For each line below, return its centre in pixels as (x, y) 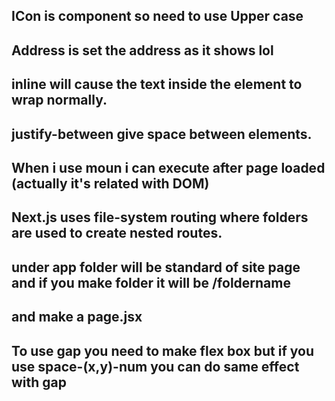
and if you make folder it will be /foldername (151, 282)
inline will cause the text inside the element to (157, 84)
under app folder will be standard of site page (156, 267)
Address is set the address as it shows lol (142, 50)
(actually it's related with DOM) (110, 183)
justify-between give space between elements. (162, 134)
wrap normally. (59, 100)
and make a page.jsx (77, 317)
